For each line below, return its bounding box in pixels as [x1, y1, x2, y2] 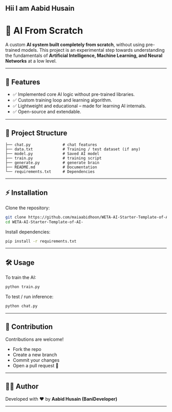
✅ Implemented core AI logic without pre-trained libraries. [12, 91, 135, 97]
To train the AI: [5, 274, 36, 281]
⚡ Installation [5, 188, 48, 197]
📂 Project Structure [5, 128, 68, 138]
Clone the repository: [5, 205, 50, 211]
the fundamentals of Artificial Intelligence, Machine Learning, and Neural [5, 52, 163, 58]
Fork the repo [12, 346, 42, 352]
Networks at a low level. [5, 58, 57, 64]
